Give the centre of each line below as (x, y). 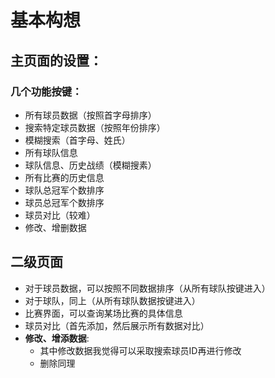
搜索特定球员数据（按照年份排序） (95, 127)
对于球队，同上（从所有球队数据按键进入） (112, 300)
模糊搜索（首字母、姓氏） (77, 140)
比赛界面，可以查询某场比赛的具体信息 (103, 313)
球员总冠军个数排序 (64, 202)
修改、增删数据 (55, 227)
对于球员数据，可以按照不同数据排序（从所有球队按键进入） (147, 288)
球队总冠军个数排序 (64, 190)
